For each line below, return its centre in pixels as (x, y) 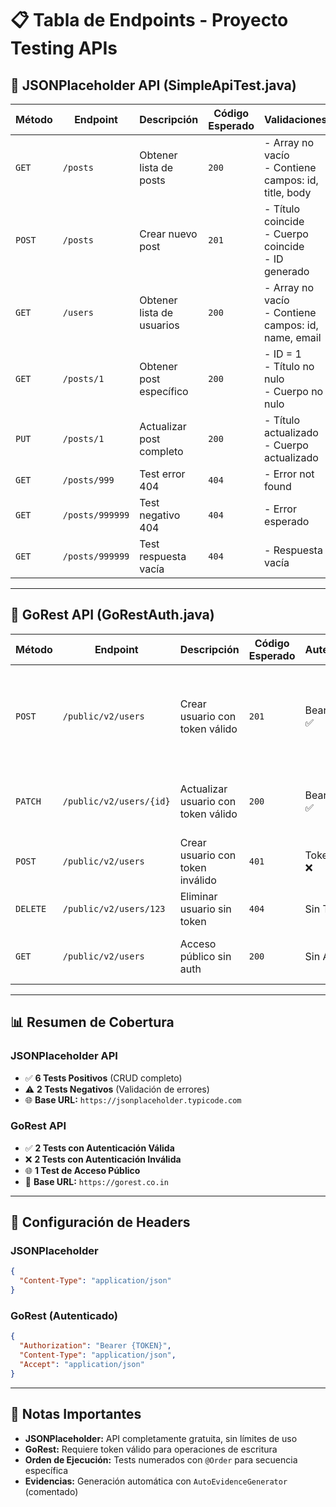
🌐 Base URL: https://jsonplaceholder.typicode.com (133, 1099)
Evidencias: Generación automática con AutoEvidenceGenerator (156, 1481)
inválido (198, 880)
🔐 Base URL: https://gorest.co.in (96, 1181)
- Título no (289, 366)
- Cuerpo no (294, 391)
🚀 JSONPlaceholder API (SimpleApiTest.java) (153, 85)
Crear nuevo (168, 234)
